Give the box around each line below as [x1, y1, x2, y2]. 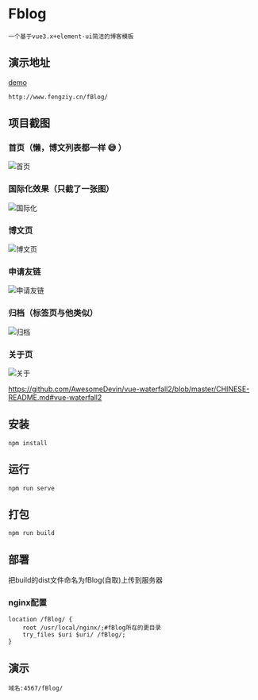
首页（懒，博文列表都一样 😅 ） [8, 142, 127, 153]
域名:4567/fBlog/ [8, 684, 64, 693]
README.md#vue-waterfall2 [8, 392, 102, 402]
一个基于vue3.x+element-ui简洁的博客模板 [8, 33, 134, 40]
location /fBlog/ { [8, 616, 73, 624]
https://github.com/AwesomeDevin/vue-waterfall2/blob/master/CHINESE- [8, 384, 250, 394]
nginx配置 [8, 597, 48, 608]
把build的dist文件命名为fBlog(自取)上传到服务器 [8, 575, 164, 585]
